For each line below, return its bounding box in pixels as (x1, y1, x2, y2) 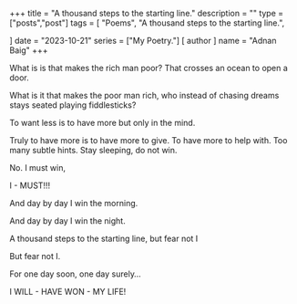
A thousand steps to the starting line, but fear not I (9, 233, 199, 244)
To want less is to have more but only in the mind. (9, 118, 196, 128)
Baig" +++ (9, 45, 48, 56)
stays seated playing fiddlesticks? (9, 100, 137, 110)
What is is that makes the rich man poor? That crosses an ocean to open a (9, 63, 289, 73)
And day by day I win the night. (9, 215, 126, 226)
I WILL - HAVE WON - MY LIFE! (9, 287, 127, 297)
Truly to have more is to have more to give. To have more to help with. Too (9, 135, 288, 145)
